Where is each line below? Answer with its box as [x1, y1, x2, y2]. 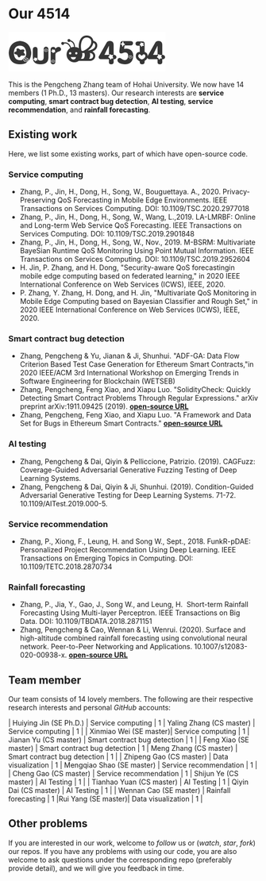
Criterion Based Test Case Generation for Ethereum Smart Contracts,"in [19, 360, 254, 369]
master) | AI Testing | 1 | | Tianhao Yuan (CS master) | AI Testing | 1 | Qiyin [8, 777, 249, 787]
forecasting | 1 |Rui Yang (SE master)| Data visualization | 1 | [8, 794, 203, 804]
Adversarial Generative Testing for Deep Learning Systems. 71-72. [19, 490, 237, 500]
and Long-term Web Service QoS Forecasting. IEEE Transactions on [19, 221, 242, 230]
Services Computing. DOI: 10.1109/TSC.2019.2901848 [19, 229, 195, 239]
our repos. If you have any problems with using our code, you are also [8, 846, 237, 856]
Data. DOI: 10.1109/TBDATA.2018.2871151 [19, 617, 152, 626]
